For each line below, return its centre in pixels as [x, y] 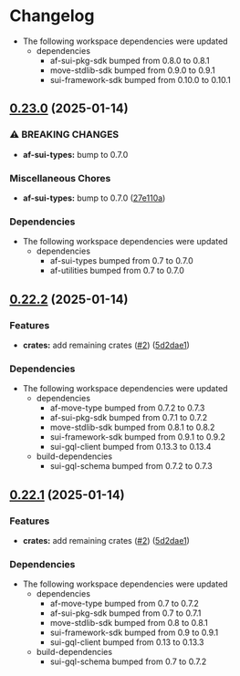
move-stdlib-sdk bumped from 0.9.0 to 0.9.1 [133, 70]
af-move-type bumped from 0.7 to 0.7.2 [124, 604]
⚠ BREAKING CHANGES [64, 135]
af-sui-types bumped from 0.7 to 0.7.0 [121, 261]
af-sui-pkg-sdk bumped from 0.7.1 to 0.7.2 [129, 418]
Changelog [52, 16]
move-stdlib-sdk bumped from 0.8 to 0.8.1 [129, 623]
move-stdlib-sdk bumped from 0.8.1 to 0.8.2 [132, 427]
